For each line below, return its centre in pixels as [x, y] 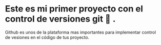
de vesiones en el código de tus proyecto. [47, 37]
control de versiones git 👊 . [60, 19]
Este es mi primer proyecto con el [74, 9]
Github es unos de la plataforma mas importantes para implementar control [80, 32]
